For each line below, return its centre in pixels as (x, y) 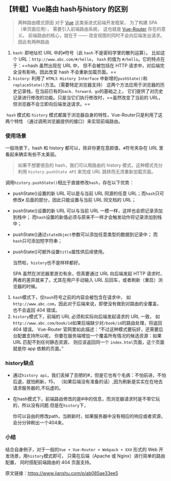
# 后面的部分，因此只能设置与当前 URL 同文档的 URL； (79, 200)
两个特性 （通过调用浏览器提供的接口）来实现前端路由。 (64, 121)
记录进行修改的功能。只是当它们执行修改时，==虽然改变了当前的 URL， (88, 97)
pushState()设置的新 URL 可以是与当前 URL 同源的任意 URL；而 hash (84, 193)
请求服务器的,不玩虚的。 (38, 388)
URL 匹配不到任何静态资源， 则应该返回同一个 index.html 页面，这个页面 (89, 342)
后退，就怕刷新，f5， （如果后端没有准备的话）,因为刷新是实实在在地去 (88, 382)
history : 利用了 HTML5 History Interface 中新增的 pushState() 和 (80, 78)
